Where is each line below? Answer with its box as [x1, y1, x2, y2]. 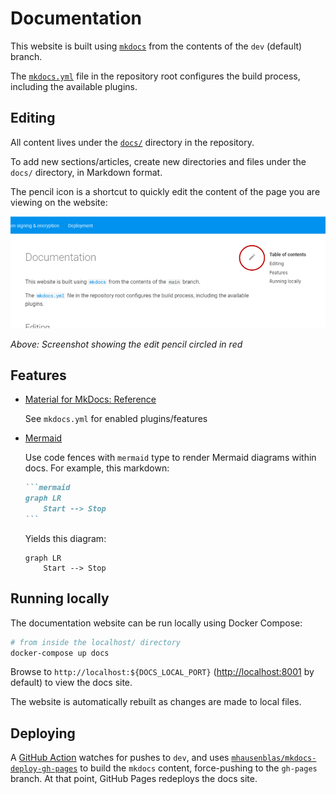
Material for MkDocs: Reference [24, 393, 157, 406]
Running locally [10, 590, 110, 607]
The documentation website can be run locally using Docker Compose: [10, 617, 303, 629]
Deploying [10, 725, 76, 742]
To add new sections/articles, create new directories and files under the [10, 155, 307, 167]
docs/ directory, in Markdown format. [10, 166, 163, 178]
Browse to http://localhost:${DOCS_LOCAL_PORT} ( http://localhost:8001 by [10, 666, 315, 678]
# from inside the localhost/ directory [10, 637, 182, 647]
